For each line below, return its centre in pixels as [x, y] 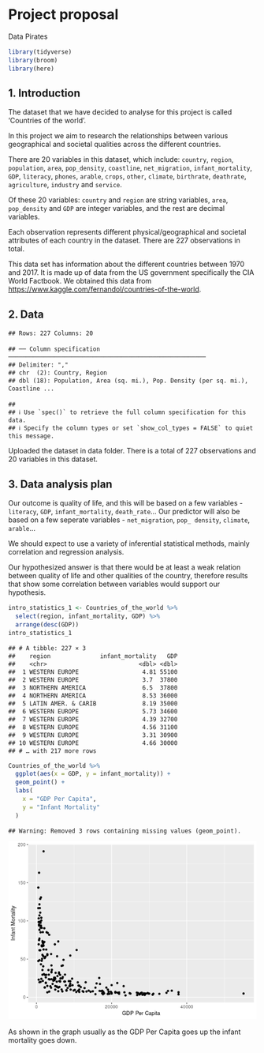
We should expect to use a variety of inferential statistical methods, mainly [129, 543]
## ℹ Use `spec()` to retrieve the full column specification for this [127, 412]
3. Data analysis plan [60, 484]
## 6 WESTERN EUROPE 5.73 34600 [93, 711]
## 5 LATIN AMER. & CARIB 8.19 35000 [93, 703]
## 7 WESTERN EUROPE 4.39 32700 [93, 719]
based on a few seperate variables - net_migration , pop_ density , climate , [129, 520]
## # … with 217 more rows [52, 751]
